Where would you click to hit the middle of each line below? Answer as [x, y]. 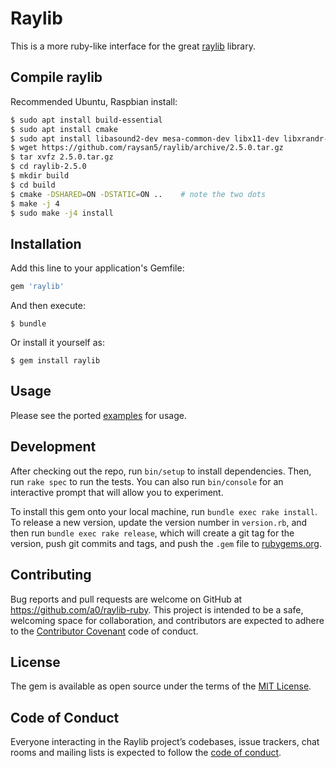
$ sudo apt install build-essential [86, 120]
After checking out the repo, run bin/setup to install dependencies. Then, [161, 471]
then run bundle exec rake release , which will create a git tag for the [152, 533]
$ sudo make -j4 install [62, 213]
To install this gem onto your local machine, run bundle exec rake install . [164, 511]
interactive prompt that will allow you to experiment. [117, 492]
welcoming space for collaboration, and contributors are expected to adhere [167, 620]
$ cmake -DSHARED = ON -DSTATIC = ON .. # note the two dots [138, 194]
